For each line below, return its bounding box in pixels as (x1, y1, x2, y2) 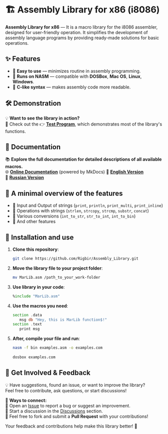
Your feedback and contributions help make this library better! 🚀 (5, 423, 138, 429)
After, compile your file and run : (12, 336, 80, 342)
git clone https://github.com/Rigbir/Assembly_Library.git (12, 256, 139, 261)
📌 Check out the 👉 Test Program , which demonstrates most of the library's (5, 121, 162, 127)
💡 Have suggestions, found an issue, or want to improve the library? (5, 382, 145, 388)
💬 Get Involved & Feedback (5, 369, 91, 377)
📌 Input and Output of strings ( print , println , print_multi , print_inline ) (12, 202, 163, 208)
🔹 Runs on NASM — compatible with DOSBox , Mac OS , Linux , (12, 73, 142, 79)
